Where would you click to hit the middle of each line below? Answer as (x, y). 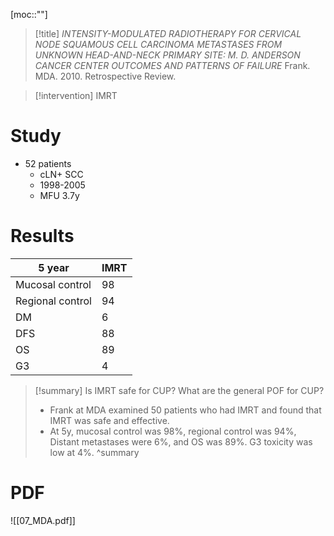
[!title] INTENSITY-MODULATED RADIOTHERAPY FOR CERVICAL (168, 33)
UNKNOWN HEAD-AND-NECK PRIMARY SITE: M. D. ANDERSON (167, 55)
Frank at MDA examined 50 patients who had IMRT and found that (185, 410)
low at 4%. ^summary (94, 452)
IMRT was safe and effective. (109, 420)
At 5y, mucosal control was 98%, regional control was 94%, (173, 431)
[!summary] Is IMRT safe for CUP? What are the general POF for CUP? (179, 390)
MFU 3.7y (59, 195)
